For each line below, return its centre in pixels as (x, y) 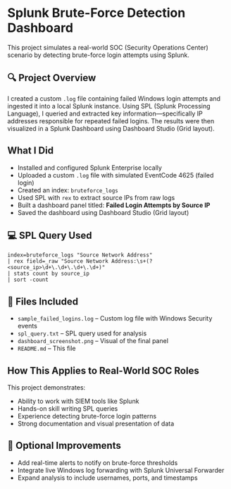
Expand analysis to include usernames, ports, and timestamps (108, 478)
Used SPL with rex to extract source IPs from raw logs (96, 197)
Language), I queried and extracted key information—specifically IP (105, 113)
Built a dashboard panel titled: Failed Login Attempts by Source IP (114, 205)
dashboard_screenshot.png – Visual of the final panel (93, 341)
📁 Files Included (43, 301)
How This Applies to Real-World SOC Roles (103, 370)
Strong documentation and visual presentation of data (96, 423)
